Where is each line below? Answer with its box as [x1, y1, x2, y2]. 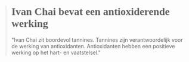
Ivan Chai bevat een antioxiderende [11, 5, 170, 18]
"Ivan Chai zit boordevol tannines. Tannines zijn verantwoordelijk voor [11, 36, 183, 44]
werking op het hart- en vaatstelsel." [11, 49, 101, 56]
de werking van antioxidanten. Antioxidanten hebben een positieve [11, 42, 175, 49]
